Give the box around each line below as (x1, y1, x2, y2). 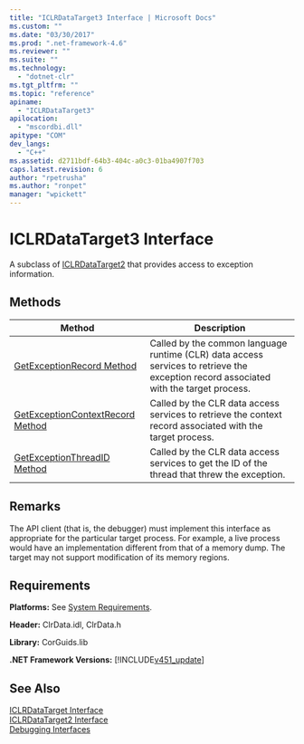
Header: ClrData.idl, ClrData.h (9, 619, 122, 630)
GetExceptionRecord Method (14, 359, 138, 372)
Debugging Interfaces (9, 724, 90, 735)
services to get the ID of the (149, 456, 269, 469)
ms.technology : (9, 64, 67, 73)
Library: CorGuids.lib (9, 637, 89, 648)
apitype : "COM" (9, 131, 67, 140)
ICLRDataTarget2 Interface (9, 714, 109, 725)
